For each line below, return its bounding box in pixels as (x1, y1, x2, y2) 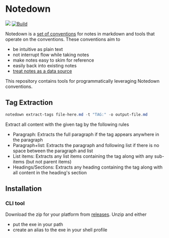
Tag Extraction (5, 98, 53, 107)
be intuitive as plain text (12, 46, 63, 52)
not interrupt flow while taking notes (12, 51, 90, 58)
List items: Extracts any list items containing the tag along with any (12, 153, 154, 159)
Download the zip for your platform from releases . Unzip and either (5, 211, 147, 217)
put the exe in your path (12, 222, 63, 228)
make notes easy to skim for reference (12, 57, 94, 63)
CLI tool (5, 199, 25, 207)
